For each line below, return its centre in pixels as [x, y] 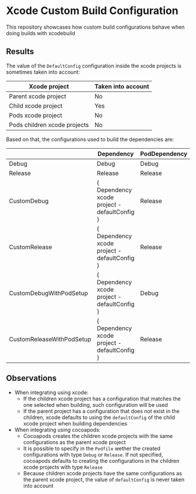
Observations [32, 378]
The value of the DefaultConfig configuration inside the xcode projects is [94, 66]
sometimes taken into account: [43, 72]
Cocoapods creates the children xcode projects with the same [98, 436]
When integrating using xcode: [51, 392]
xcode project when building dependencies [75, 423]
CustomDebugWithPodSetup [49, 293]
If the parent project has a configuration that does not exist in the [101, 411]
